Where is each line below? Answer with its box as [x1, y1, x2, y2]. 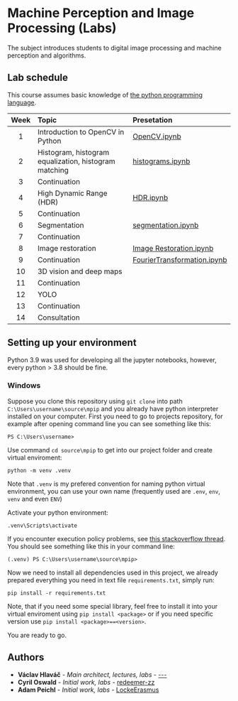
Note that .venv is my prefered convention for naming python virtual [7, 479, 205, 488]
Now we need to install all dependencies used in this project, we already [7, 568, 218, 577]
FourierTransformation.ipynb [132, 254, 227, 264]
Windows [7, 381, 41, 391]
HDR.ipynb [132, 192, 169, 202]
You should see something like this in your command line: [7, 542, 175, 550]
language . [7, 98, 37, 107]
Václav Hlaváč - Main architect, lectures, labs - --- [17, 670, 167, 679]
